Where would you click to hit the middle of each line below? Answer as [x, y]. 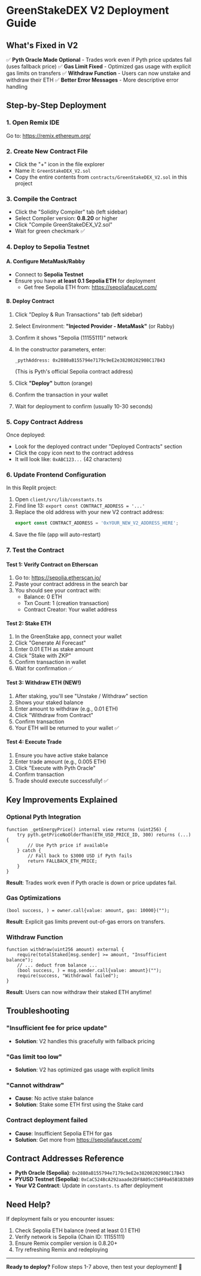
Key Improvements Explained [62, 800]
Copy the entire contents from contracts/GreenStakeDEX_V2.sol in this [101, 177]
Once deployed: [26, 435]
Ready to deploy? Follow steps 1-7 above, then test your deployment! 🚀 [94, 1267]
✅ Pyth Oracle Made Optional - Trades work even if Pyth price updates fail [99, 60]
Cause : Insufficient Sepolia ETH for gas [63, 1133]
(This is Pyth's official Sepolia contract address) [74, 371]
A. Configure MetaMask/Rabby [46, 261]
